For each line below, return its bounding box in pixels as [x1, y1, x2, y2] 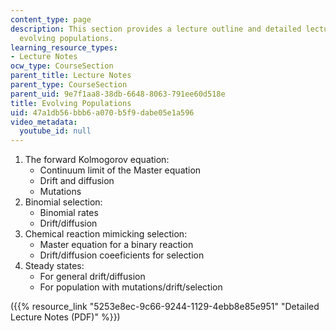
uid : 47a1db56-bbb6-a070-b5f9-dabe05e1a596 [10, 107, 195, 118]
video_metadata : [10, 117, 78, 127]
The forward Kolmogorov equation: [24, 154, 170, 166]
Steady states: [24, 260, 85, 272]
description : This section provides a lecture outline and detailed [10, 24, 302, 34]
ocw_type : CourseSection [10, 61, 114, 71]
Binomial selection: [24, 196, 103, 208]
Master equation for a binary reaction [39, 239, 194, 251]
